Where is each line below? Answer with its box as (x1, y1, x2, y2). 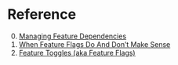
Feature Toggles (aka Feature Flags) (18, 48, 136, 57)
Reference (7, 5, 76, 23)
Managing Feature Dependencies (18, 31, 127, 41)
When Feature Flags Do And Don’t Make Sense (18, 39, 171, 49)
